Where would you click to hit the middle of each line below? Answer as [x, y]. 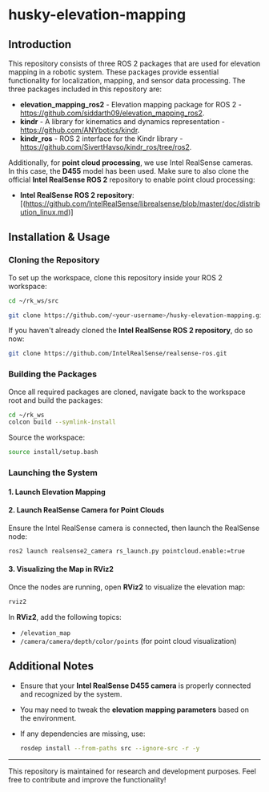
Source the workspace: [47, 437]
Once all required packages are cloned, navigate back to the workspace [127, 392]
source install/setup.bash [53, 452]
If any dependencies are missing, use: [82, 734]
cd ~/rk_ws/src [34, 301]
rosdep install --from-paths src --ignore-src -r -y [110, 748]
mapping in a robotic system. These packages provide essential [114, 72]
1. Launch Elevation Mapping [57, 492]
